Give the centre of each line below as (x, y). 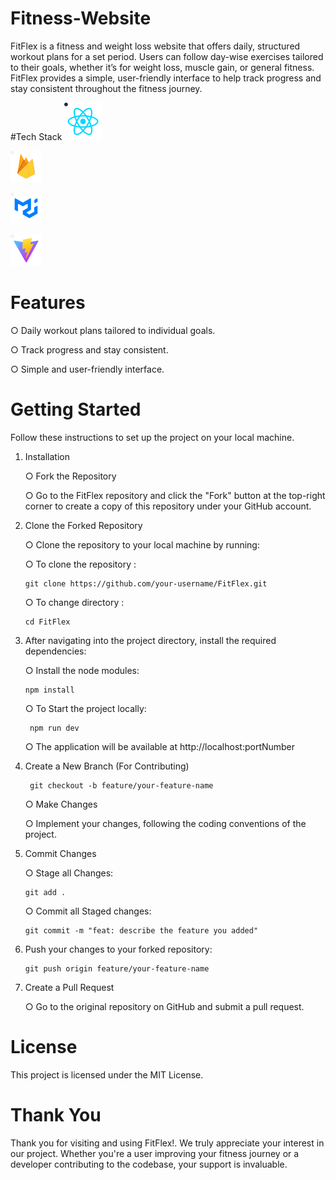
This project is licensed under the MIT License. (107, 1074)
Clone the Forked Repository (83, 525)
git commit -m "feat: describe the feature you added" (141, 930)
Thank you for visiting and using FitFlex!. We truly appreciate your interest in (167, 1143)
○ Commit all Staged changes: (88, 911)
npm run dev (54, 728)
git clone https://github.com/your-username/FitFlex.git (146, 583)
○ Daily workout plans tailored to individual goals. (113, 330)
